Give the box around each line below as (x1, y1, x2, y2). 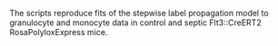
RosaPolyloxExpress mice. (9, 27, 108, 37)
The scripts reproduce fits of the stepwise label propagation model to (9, 8, 270, 18)
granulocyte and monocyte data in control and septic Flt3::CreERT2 (9, 17, 262, 28)
